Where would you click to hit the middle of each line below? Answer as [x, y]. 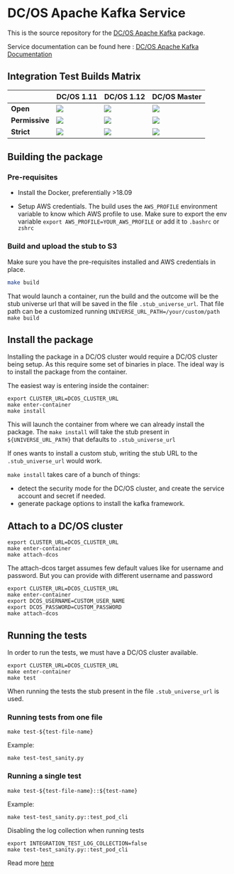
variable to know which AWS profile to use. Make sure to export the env [122, 214]
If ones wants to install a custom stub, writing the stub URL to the [102, 453]
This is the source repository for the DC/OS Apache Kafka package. [106, 33]
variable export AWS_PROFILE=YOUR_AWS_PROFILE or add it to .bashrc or [118, 221]
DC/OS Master [177, 96]
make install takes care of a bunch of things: [74, 475]
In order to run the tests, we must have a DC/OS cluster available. [103, 653]
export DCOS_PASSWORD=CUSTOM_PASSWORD [65, 607]
